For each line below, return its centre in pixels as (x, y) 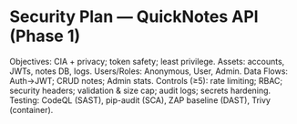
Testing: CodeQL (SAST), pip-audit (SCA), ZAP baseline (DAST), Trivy (140, 100)
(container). (31, 109)
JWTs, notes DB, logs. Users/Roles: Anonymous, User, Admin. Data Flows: (149, 71)
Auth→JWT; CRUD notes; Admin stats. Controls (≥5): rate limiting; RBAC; (146, 80)
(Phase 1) (45, 36)
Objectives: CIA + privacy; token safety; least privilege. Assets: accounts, (147, 61)
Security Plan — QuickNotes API (134, 17)
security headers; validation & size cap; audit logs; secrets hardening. (140, 90)
